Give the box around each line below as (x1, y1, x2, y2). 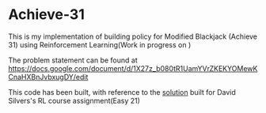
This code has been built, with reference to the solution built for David (8, 87, 236, 96)
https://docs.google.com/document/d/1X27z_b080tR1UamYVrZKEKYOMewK (8, 63, 258, 73)
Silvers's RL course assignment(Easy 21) (8, 96, 141, 105)
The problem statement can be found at (8, 55, 139, 65)
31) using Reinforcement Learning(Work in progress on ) (8, 40, 192, 49)
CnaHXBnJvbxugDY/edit (8, 72, 89, 81)
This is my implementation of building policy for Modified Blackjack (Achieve (8, 32, 258, 41)
